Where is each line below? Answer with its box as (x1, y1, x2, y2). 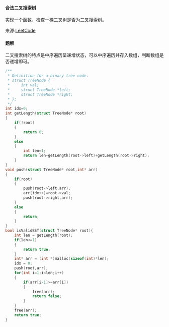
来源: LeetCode (5, 28, 36, 34)
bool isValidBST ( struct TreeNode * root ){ (5, 228, 94, 233)
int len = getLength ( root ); (14, 233, 73, 238)
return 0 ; (23, 129, 44, 135)
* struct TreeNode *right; (7, 92, 73, 97)
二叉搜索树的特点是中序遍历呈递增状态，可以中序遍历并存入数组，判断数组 (5, 52, 159, 58)
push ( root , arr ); (14, 265, 49, 271)
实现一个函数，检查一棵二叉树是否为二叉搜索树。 (5, 17, 107, 23)
